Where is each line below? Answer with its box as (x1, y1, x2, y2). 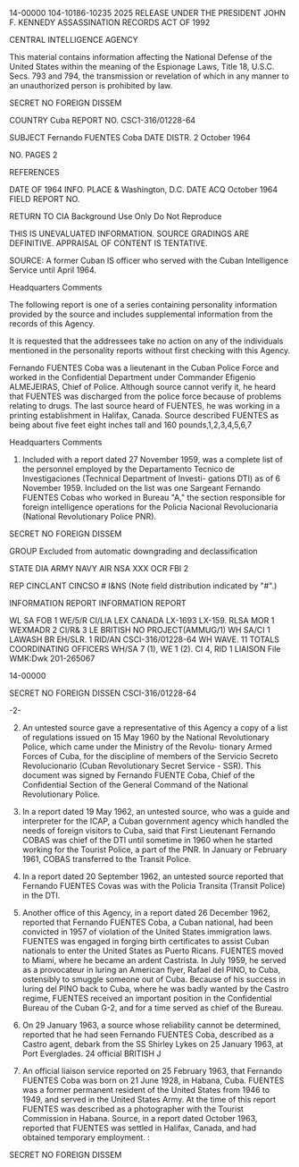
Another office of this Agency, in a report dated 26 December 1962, (21, 908, 270, 918)
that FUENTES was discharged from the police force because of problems (9, 391, 282, 402)
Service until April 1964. (9, 265, 96, 275)
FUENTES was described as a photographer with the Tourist (21, 1104, 244, 1114)
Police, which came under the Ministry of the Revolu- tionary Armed (21, 741, 272, 752)
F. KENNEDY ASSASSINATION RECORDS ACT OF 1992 (9, 17, 211, 28)
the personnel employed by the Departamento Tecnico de (21, 464, 235, 474)
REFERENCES (9, 167, 60, 177)
